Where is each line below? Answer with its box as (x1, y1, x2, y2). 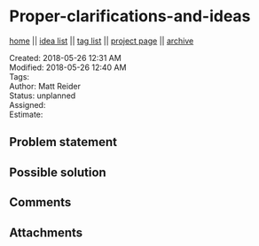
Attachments (9, 225, 83, 240)
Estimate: (9, 109, 43, 119)
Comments (9, 195, 72, 210)
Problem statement (9, 135, 118, 150)
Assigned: (9, 99, 46, 110)
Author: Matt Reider (9, 81, 82, 91)
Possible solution (9, 165, 106, 180)
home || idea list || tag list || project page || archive (9, 35, 194, 46)
